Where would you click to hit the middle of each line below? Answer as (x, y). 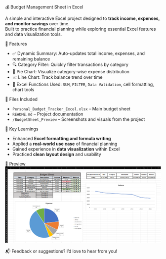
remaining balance (31, 59)
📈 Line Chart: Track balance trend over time (57, 77)
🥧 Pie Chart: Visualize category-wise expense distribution (71, 72)
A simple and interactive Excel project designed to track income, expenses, (83, 18)
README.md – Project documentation (48, 114)
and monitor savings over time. (38, 24)
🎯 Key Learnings (22, 129)
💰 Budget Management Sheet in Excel (44, 7)
